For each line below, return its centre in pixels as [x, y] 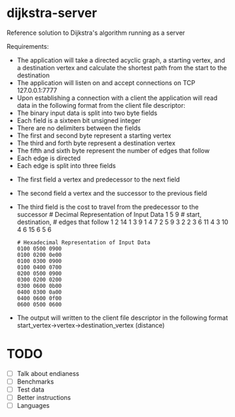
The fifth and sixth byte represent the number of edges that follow [113, 150]
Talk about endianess [48, 373]
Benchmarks [35, 382]
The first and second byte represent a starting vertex [94, 135]
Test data [30, 389]
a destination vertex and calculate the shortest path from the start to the [122, 67]
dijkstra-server [52, 13]
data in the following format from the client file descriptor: [101, 105]
